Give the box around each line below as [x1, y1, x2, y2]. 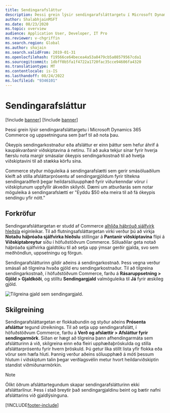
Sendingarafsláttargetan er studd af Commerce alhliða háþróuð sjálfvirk [5, 222, 155, 229]
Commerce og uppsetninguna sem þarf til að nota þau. [5, 132, 119, 138]
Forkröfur [5, 209, 36, 218]
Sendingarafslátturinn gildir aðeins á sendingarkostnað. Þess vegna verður [5, 259, 160, 266]
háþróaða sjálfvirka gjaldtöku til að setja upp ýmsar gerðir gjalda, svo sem [5, 244, 159, 250]
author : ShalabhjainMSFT [5, 17, 58, 22]
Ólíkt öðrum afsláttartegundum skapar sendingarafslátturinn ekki [5, 382, 140, 388]
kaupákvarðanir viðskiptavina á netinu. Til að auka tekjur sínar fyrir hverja [5, 147, 158, 153]
